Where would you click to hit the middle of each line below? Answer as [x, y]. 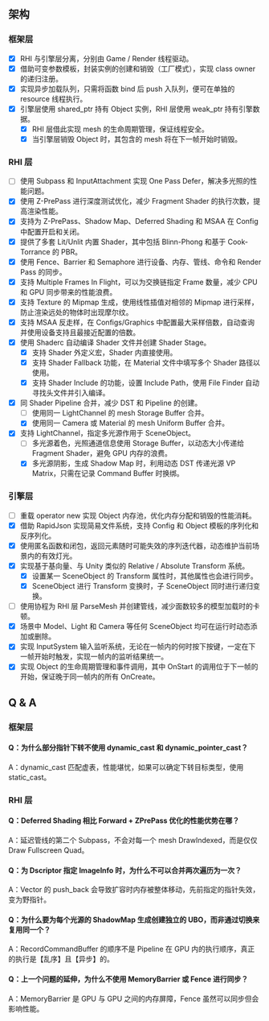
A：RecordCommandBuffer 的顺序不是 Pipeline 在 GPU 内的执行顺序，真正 [132, 949]
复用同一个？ [29, 929]
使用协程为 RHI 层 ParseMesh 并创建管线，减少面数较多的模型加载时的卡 [140, 606]
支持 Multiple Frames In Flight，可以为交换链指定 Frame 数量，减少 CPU [139, 282]
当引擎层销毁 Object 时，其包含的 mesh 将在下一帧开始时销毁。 [137, 139]
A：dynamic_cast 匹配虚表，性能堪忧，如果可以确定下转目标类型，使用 [126, 767]
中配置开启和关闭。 [52, 231]
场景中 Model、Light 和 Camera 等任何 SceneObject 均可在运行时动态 [135, 626]
